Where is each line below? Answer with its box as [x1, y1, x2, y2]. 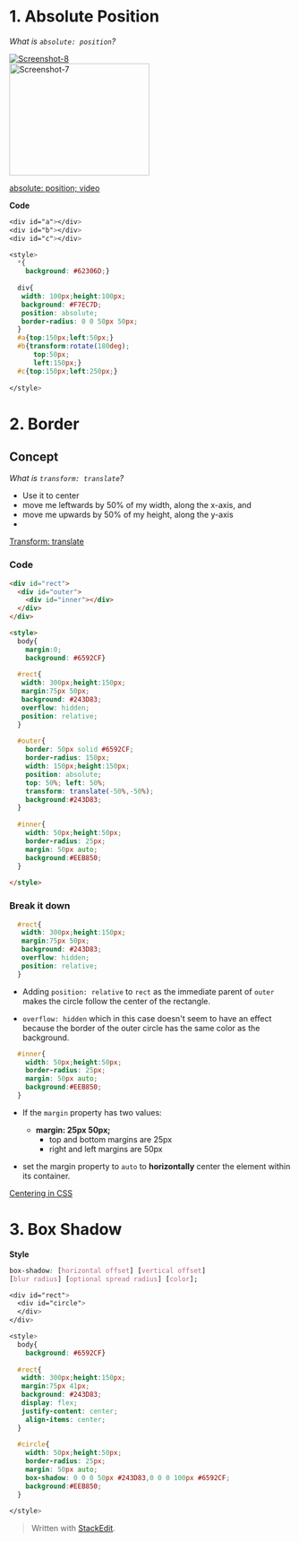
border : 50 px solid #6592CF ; [25, 745, 134, 754]
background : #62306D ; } [25, 267, 110, 276]
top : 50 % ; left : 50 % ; [25, 778, 106, 788]
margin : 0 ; [25, 645, 63, 654]
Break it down [9, 900, 71, 912]
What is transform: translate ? [9, 473, 124, 484]
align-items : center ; [25, 1415, 106, 1424]
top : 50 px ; [32, 350, 70, 359]
